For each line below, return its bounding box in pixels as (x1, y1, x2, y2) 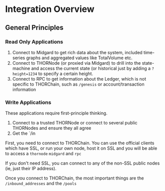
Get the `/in (12, 130, 36, 136)
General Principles (5, 23, 64, 32)
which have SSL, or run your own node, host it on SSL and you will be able (5, 145, 158, 151)
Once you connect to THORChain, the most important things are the (5, 175, 144, 181)
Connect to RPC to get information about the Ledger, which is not (12, 76, 147, 82)
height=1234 (12, 71, 37, 77)
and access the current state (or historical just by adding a (31, 65, 151, 71)
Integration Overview (5, 3, 94, 15)
